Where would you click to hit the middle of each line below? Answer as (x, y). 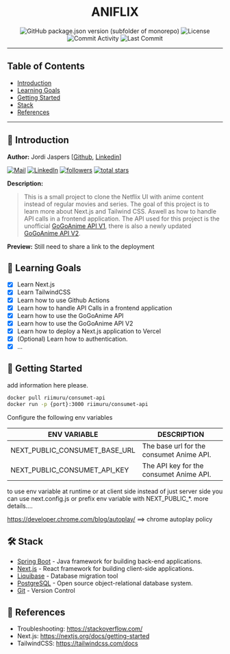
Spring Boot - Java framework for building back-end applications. (110, 561)
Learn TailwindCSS (44, 292)
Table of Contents (46, 66)
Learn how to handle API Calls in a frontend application (94, 308)
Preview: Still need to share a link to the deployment (81, 246)
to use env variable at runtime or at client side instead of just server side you (115, 491)
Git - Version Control (46, 591)
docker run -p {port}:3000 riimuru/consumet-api (78, 404)
